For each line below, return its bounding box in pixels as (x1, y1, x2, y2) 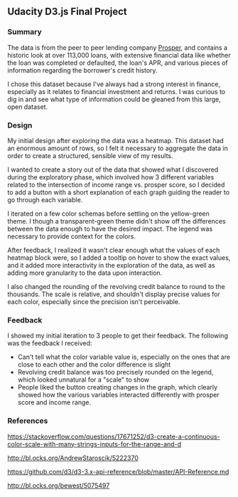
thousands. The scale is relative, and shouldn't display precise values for (7, 290, 220, 298)
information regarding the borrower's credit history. (7, 66, 158, 74)
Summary (7, 27, 43, 37)
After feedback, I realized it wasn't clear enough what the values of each (7, 246, 220, 254)
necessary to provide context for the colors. (7, 231, 136, 241)
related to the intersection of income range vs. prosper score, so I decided (7, 180, 225, 189)
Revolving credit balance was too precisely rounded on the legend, (17, 368, 214, 377)
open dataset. (7, 103, 48, 111)
